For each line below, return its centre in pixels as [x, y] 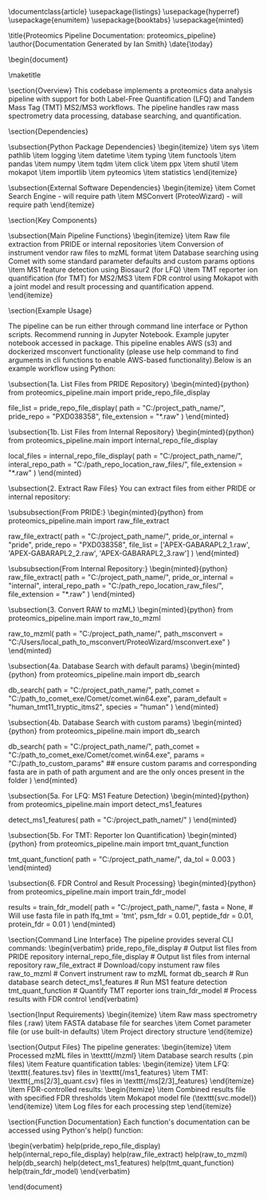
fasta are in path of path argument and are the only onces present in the [126, 772]
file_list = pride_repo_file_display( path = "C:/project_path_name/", [117, 408]
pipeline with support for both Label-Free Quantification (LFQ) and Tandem [132, 99]
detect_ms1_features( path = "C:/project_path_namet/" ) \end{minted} [123, 820]
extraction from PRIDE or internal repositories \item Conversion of [116, 244]
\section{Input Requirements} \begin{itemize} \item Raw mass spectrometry [133, 1014]
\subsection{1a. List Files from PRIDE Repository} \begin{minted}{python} [129, 384]
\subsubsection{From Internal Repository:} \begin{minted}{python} [118, 569]
